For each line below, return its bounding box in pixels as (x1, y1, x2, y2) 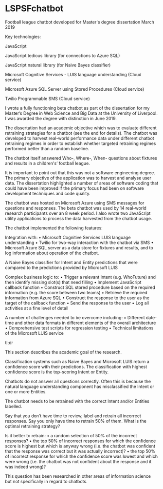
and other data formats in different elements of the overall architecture (15, 320, 156, 326)
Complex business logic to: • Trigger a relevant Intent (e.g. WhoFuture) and (5, 274, 156, 280)
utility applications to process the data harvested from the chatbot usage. (5, 215, 152, 221)
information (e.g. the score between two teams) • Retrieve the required (5, 289, 147, 295)
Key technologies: (5, 34, 41, 40)
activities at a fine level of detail (5, 305, 69, 311)
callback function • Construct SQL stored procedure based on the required (5, 284, 156, 290)
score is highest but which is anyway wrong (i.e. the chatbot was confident (5, 443, 156, 449)
